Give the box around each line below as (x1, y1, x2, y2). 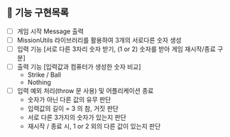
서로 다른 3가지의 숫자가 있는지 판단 (27, 113, 127, 122)
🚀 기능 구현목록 (6, 6, 69, 19)
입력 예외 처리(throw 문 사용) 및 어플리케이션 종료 (16, 87, 154, 95)
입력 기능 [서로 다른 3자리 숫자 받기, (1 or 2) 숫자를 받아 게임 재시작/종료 (16, 45, 216, 53)
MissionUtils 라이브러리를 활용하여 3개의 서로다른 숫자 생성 (16, 35, 182, 44)
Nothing (27, 78, 51, 87)
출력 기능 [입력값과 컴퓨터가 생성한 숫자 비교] (16, 62, 141, 71)
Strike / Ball (27, 70, 62, 80)
